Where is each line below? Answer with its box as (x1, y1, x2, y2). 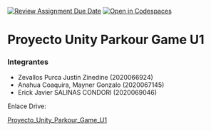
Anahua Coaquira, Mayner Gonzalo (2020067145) (17, 80, 165, 89)
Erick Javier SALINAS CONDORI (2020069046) (17, 88, 158, 97)
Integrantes (7, 57, 48, 67)
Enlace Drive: (7, 102, 46, 110)
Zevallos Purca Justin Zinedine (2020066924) (17, 73, 153, 82)
